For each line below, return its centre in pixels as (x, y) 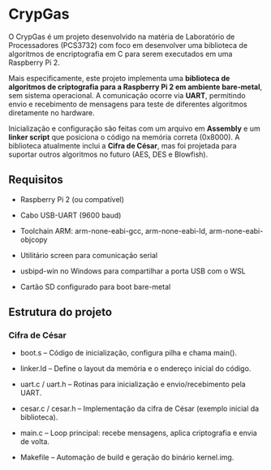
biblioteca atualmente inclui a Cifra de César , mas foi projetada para (123, 145)
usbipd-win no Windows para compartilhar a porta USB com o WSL (133, 271)
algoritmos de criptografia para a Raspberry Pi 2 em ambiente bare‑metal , (135, 87)
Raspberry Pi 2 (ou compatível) (72, 199)
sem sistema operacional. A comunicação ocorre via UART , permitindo (127, 95)
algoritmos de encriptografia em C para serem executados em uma (120, 54)
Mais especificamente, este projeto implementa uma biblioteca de (119, 78)
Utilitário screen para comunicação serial (89, 255)
